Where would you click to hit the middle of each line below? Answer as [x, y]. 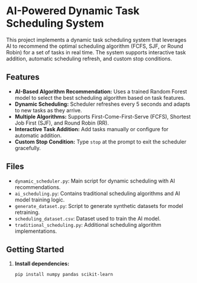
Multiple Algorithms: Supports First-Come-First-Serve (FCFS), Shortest [103, 116]
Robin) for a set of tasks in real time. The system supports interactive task [96, 52]
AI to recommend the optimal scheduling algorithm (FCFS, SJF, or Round [95, 46]
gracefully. [28, 148]
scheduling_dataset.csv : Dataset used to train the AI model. [88, 218]
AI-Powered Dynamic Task [73, 11]
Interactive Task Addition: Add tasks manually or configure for [91, 129]
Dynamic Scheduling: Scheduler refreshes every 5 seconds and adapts [102, 104]
